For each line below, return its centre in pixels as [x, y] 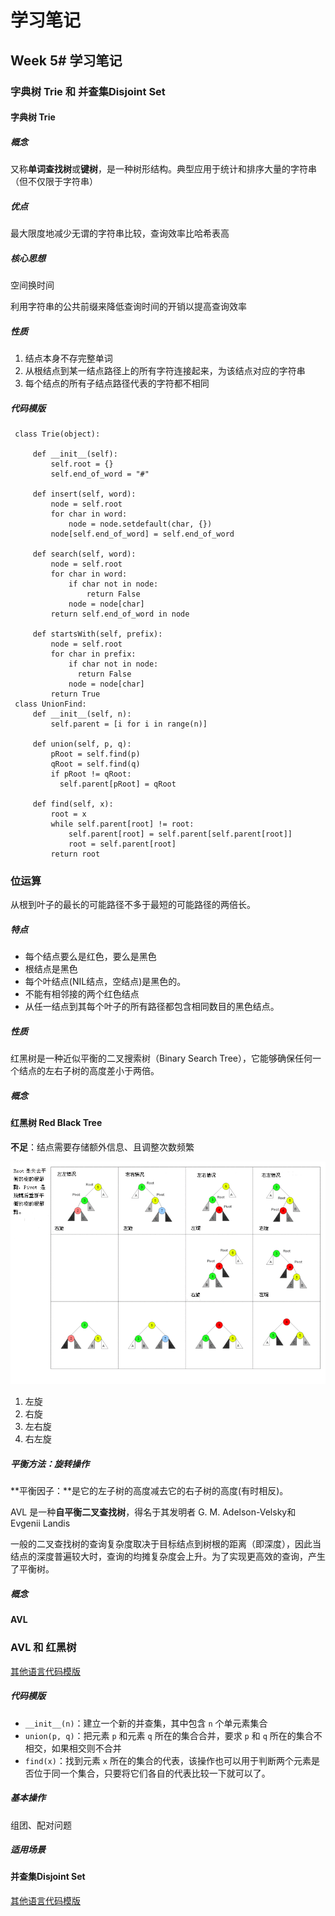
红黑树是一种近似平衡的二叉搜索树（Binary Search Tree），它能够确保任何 [161, 1058]
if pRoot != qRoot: [91, 774]
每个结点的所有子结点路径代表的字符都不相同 [117, 383]
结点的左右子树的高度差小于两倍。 [89, 1071]
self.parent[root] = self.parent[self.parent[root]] [180, 834]
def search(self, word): [84, 554]
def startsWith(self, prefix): [97, 634]
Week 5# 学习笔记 [66, 60]
